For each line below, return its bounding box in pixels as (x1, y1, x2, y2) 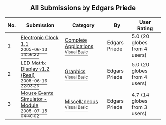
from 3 (131, 103, 147, 110)
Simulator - (20, 95, 48, 102)
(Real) (20, 71, 35, 78)
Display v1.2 (20, 65, 50, 72)
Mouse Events (20, 90, 54, 96)
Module (20, 102, 39, 109)
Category (72, 22, 95, 29)
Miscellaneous (64, 98, 98, 105)
